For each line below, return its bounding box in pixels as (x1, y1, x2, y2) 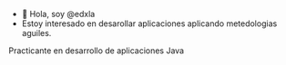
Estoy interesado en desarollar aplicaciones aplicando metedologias (21, 18, 278, 29)
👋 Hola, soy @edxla (21, 9, 96, 19)
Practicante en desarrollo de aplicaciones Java (8, 45, 184, 56)
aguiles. (21, 28, 52, 38)
